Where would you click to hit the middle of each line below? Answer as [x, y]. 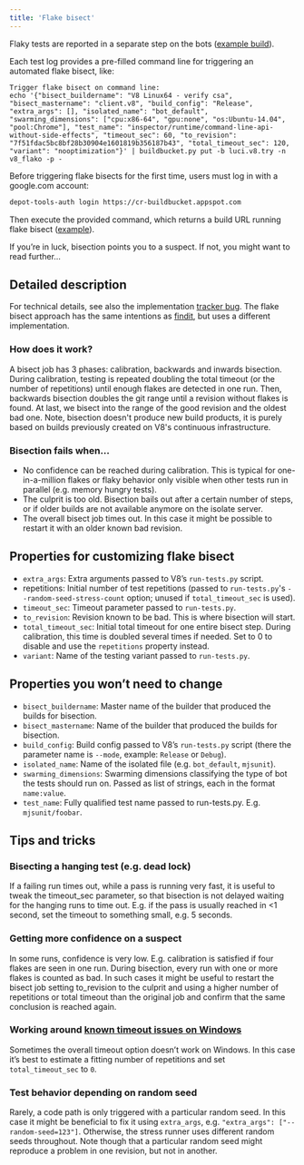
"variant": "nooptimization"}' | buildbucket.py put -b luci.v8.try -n [147, 151]
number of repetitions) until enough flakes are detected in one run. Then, [146, 388]
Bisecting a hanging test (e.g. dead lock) [100, 866]
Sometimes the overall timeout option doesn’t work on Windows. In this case [152, 1050]
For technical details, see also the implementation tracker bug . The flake [144, 307]
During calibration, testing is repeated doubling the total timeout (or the [142, 378]
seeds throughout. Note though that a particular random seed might [136, 1141]
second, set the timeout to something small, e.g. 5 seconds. [121, 915]
